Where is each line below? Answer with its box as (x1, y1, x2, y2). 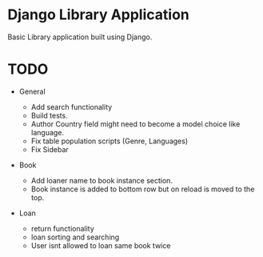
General (18, 86, 46, 96)
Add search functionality (30, 102, 113, 111)
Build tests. (30, 110, 69, 120)
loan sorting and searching (30, 232, 120, 242)
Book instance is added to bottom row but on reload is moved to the (30, 184, 255, 194)
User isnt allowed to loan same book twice (30, 240, 171, 250)
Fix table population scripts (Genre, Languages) (30, 136, 189, 146)
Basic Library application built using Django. (7, 32, 153, 42)
